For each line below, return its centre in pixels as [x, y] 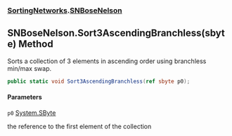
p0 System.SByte [32, 113]
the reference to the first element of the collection [79, 126]
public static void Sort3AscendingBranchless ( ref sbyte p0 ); [99, 81]
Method [36, 44]
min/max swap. [29, 68]
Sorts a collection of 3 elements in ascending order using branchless [107, 61]
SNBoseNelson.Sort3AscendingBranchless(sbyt [116, 33]
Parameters [25, 97]
